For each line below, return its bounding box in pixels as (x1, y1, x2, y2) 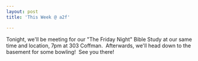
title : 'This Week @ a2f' (6, 14, 70, 20)
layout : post (6, 8, 39, 15)
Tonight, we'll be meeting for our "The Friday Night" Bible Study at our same (6, 36, 193, 43)
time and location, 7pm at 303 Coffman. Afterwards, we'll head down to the (6, 42, 191, 49)
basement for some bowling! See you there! (6, 48, 114, 55)
